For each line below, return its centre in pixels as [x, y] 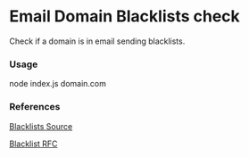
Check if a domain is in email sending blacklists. [97, 41]
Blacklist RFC [33, 144]
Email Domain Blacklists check [125, 17]
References [35, 107]
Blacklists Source [41, 126]
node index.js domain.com [58, 84]
